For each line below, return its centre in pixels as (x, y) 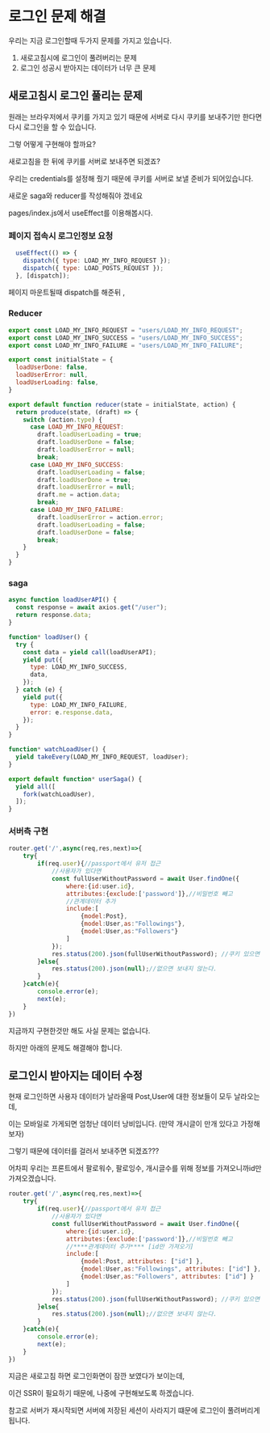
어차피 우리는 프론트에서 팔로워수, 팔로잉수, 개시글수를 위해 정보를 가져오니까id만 (135, 1169)
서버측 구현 (29, 831)
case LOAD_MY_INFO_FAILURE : (77, 510)
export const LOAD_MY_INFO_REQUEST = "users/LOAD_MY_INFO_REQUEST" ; (126, 330)
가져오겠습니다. (32, 1178)
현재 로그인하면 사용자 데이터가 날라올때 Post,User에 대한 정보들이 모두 (120, 1097)
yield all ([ (36, 786)
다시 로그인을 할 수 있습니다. (52, 127)
